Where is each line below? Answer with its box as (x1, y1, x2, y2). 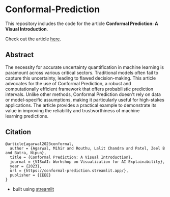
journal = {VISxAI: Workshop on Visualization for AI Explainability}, (10, 159, 165, 164)
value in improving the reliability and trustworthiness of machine (5, 107, 140, 113)
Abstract (5, 51, 34, 59)
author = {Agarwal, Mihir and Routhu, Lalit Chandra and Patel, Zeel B (10, 145, 165, 151)
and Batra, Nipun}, (5, 150, 47, 155)
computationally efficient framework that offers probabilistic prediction (5, 86, 154, 92)
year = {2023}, (10, 163, 42, 169)
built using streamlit (12, 186, 54, 192)
